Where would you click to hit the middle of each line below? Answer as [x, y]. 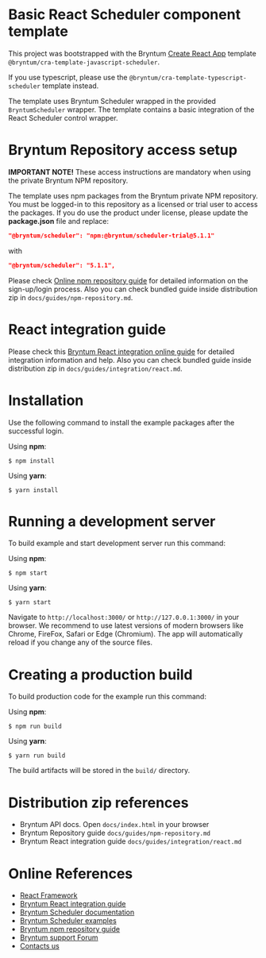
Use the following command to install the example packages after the [121, 422]
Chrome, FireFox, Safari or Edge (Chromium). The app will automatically [126, 634]
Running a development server [112, 521]
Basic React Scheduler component [124, 15]
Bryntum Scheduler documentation [77, 912]
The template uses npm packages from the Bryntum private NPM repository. [133, 195]
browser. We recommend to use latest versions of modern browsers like [126, 625]
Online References [71, 873]
